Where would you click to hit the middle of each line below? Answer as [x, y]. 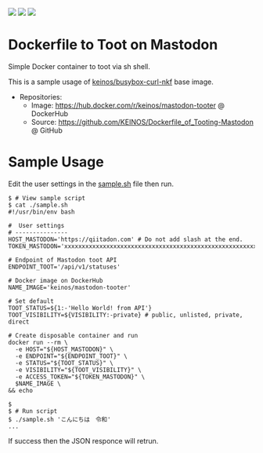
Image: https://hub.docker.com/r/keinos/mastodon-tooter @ [128, 105]
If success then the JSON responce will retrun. [83, 440]
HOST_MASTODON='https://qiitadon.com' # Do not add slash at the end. [126, 239]
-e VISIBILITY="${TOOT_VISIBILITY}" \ [79, 370]
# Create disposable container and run [73, 335]
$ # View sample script [47, 198]
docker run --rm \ [38, 342]
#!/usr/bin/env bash [42, 212]
